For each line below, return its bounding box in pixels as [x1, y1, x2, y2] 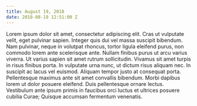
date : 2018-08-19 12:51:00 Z [6, 14, 78, 20]
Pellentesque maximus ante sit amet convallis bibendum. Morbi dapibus [6, 74, 180, 81]
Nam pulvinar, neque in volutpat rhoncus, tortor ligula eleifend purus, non [6, 42, 184, 50]
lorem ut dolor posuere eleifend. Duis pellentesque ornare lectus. [6, 80, 164, 87]
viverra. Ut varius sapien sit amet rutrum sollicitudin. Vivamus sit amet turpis [6, 55, 191, 62]
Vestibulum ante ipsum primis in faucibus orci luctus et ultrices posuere [6, 87, 180, 94]
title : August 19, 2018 [6, 8, 65, 15]
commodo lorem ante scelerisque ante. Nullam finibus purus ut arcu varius [6, 49, 188, 56]
